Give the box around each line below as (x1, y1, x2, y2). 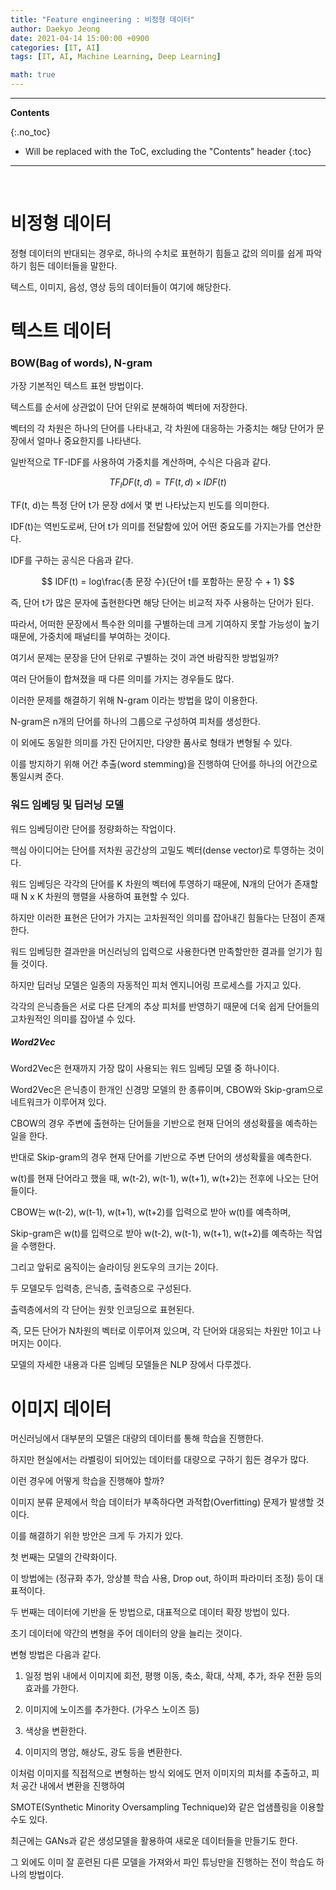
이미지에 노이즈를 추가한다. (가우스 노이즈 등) (24, 1704, 200, 1716)
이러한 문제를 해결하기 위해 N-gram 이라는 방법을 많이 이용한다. (10, 694, 258, 706)
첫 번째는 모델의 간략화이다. (10, 1551, 118, 1563)
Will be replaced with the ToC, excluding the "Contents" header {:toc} (24, 146, 312, 157)
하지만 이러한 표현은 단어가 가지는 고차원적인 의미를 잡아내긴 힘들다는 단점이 (10, 911, 307, 923)
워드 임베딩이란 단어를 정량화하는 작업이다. (10, 822, 177, 835)
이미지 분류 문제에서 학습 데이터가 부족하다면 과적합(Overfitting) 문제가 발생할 (10, 1496, 315, 1508)
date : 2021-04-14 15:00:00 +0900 (10, 33, 150, 43)
